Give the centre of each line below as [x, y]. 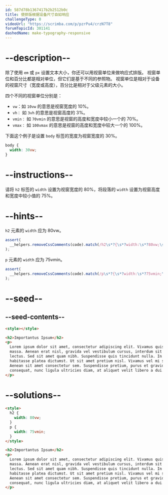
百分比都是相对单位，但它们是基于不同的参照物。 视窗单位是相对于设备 [87, 79]
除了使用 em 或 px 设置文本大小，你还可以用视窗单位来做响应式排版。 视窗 [81, 72]
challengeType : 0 [23, 19]
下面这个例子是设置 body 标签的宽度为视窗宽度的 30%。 [62, 135]
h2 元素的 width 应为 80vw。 [34, 231]
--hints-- [24, 216]
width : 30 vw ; [23, 150]
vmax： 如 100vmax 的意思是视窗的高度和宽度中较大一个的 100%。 [79, 125]
